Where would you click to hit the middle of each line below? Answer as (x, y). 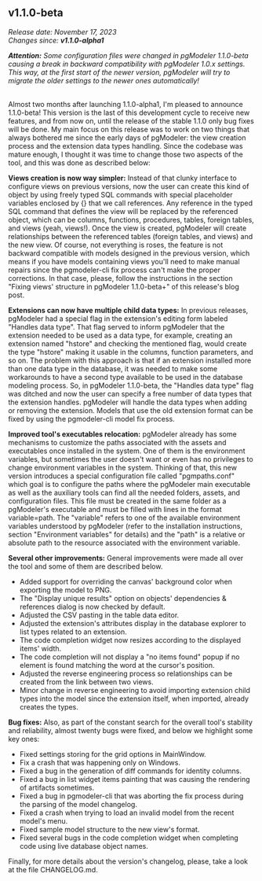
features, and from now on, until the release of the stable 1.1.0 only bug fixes (131, 120)
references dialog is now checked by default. (93, 606)
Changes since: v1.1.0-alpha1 (56, 40)
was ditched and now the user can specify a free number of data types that (130, 393)
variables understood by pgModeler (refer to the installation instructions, (126, 525)
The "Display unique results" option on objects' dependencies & (123, 598)
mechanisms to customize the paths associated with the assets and (117, 442)
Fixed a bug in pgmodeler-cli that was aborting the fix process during (131, 796)
